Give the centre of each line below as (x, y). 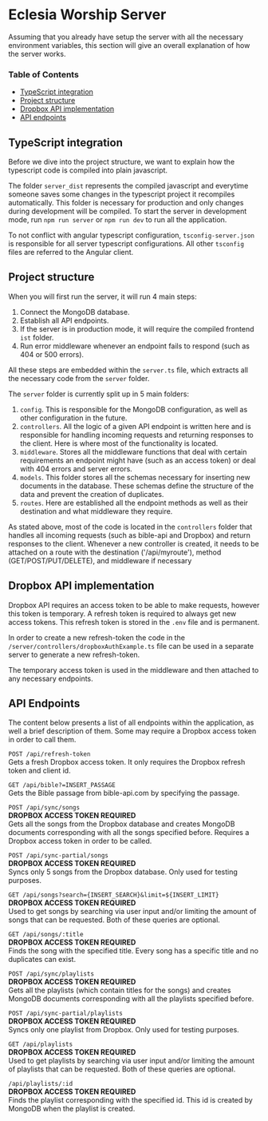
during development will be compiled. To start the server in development (128, 211)
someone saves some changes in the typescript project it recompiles (122, 194)
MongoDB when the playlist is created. (72, 1109)
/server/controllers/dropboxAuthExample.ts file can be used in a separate (131, 646)
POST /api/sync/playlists (51, 974)
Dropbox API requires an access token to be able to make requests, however (134, 605)
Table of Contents (44, 74)
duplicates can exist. (42, 960)
